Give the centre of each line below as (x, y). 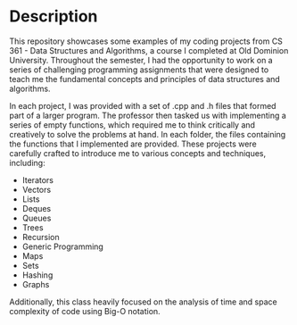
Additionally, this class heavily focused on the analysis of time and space (144, 302)
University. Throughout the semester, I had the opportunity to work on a (141, 60)
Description (54, 17)
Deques (37, 208)
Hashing (37, 275)
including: (28, 162)
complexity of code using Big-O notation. (85, 311)
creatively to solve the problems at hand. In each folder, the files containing (148, 134)
